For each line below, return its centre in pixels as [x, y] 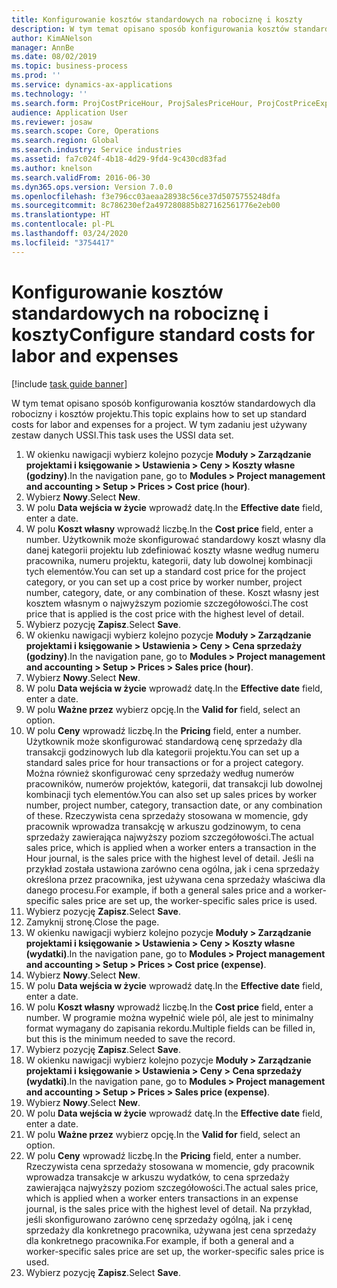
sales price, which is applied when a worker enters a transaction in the [171, 847]
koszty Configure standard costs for [163, 334]
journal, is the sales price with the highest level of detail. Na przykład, [169, 1208]
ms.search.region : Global [65, 141]
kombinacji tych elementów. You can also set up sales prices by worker [171, 794]
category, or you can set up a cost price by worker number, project [164, 582]
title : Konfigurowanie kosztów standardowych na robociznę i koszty [157, 19]
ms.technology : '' [49, 94]
